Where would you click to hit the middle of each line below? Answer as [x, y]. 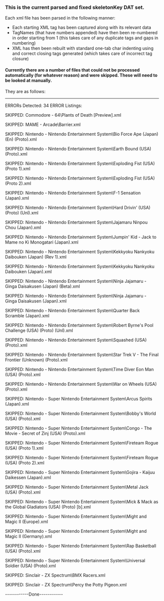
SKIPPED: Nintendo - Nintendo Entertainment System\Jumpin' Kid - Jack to [81, 237]
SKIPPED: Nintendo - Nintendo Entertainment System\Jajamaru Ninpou [76, 222]
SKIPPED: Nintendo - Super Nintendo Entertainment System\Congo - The [79, 428]
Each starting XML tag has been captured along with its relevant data [82, 27]
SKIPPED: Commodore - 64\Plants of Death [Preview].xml [63, 115]
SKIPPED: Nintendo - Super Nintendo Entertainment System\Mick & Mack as [82, 501]
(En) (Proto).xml [21, 139]
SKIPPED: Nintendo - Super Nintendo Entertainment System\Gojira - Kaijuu [80, 472]
